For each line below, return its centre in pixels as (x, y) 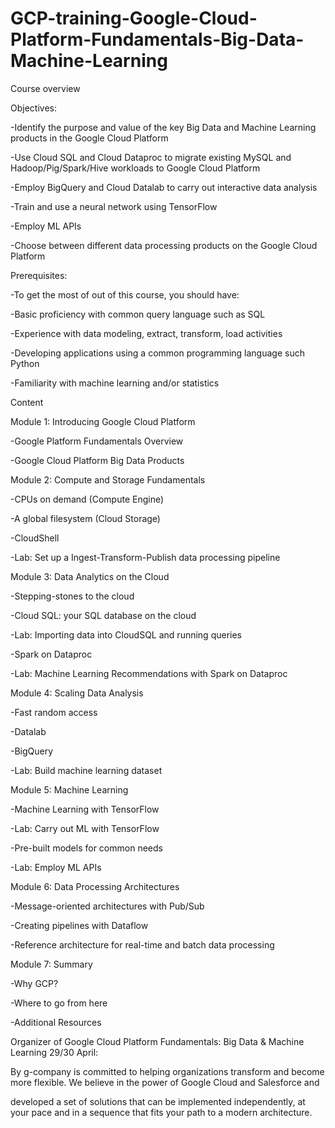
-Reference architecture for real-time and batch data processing (142, 944)
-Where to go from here (59, 1003)
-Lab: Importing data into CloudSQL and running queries (126, 634)
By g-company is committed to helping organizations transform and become (167, 1071)
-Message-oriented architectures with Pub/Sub (107, 906)
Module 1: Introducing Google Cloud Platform (103, 421)
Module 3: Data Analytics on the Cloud (90, 576)
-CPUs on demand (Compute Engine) (87, 499)
